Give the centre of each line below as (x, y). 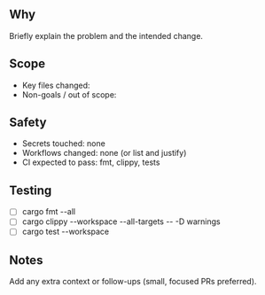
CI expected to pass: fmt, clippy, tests (91, 162)
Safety (28, 123)
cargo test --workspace (66, 232)
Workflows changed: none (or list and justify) (104, 153)
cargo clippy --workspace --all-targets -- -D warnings (121, 221)
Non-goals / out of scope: (69, 94)
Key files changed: (56, 85)
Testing (31, 190)
